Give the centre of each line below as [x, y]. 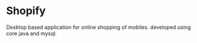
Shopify [26, 11]
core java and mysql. [32, 33]
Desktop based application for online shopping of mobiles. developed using [99, 27]
